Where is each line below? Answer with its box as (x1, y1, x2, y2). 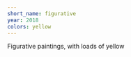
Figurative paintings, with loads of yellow (7, 42, 125, 51)
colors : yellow (7, 23, 52, 30)
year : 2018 (7, 17, 39, 24)
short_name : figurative (7, 10, 77, 17)
